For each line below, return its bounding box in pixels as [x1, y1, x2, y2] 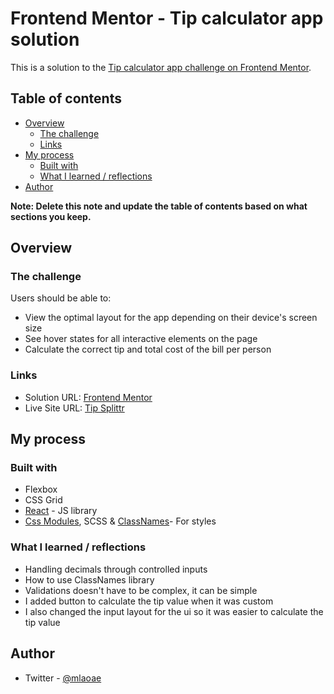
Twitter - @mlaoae [24, 672, 102, 684]
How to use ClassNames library [24, 573, 155, 586]
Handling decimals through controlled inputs [24, 563, 208, 575]
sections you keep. [10, 210, 92, 222]
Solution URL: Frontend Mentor [24, 391, 153, 403]
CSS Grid [24, 494, 63, 506]
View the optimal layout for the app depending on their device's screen [24, 312, 318, 324]
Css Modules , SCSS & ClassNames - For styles [24, 515, 217, 527]
